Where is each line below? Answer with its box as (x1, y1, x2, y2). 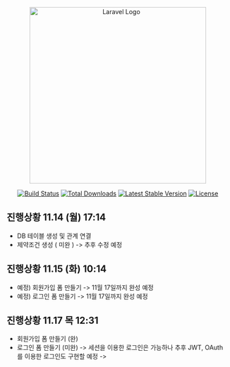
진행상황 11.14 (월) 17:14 (6, 212, 107, 224)
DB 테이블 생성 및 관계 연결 (16, 231, 92, 240)
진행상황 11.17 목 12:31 (6, 315, 99, 327)
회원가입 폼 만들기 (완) (16, 335, 78, 343)
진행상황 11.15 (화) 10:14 (6, 263, 107, 275)
